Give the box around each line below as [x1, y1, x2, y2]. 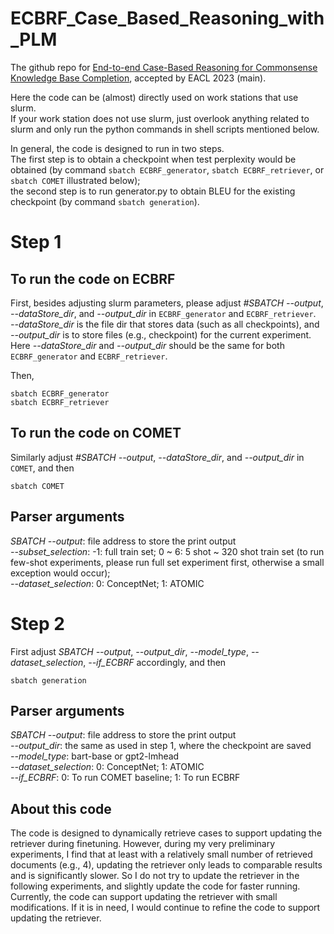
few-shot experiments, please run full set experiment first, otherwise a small [10, 556, 325, 568]
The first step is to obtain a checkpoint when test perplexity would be [10, 153, 297, 165]
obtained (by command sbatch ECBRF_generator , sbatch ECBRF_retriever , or [10, 163, 325, 176]
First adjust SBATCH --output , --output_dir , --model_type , [10, 645, 249, 657]
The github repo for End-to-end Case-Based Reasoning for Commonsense [10, 61, 318, 73]
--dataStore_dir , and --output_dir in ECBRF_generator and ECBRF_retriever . [10, 307, 317, 319]
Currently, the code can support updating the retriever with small [10, 891, 278, 903]
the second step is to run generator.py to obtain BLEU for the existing [10, 185, 296, 197]
